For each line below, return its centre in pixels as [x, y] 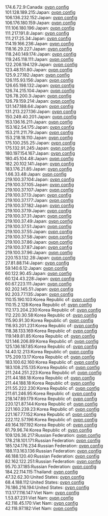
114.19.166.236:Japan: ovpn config [40, 43]
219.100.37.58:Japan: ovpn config [39, 237]
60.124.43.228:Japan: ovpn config [40, 279]
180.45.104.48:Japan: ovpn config [39, 158]
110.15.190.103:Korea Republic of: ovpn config [51, 300]
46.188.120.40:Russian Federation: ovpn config [52, 456]
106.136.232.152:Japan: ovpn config [41, 17]
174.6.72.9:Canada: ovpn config [37, 7]
